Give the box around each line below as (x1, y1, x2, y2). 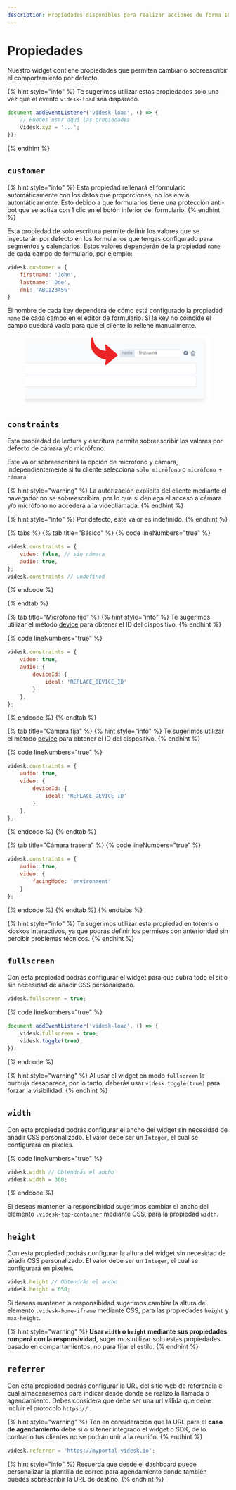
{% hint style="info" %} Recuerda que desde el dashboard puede (7, 1460, 197, 1468)
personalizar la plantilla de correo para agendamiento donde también (7, 1467, 207, 1476)
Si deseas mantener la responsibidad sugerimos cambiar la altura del (7, 1298, 207, 1307)
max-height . (7, 1313, 41, 1322)
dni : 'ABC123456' (20, 286, 71, 293)
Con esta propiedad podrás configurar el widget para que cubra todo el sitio (7, 973, 228, 982)
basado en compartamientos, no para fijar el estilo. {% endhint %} (7, 1342, 199, 1350)
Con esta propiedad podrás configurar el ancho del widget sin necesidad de (7, 1125, 228, 1134)
